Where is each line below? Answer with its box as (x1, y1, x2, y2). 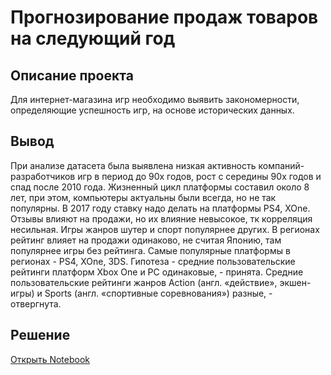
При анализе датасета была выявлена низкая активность (10, 159, 257, 171)
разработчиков (10, 170, 76, 182)
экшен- (279, 276, 312, 288)
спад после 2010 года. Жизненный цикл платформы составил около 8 (10, 181, 310, 193)
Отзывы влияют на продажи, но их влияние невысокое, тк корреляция (10, 212, 313, 225)
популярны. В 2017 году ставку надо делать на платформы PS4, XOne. (10, 202, 311, 214)
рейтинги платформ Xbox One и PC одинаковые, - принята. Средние (10, 266, 304, 278)
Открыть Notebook (10, 353, 91, 365)
